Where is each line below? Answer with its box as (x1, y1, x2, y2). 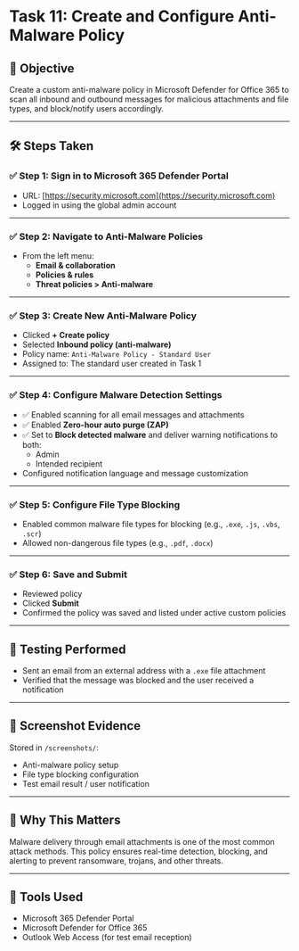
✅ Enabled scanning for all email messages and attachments (21, 409, 245, 420)
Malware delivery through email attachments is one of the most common (9, 836, 276, 847)
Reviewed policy (21, 589, 83, 600)
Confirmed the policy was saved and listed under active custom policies (21, 608, 287, 618)
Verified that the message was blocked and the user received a (21, 674, 255, 685)
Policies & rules (35, 269, 94, 280)
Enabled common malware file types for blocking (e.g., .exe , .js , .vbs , (21, 518, 280, 529)
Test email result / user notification (21, 778, 149, 789)
